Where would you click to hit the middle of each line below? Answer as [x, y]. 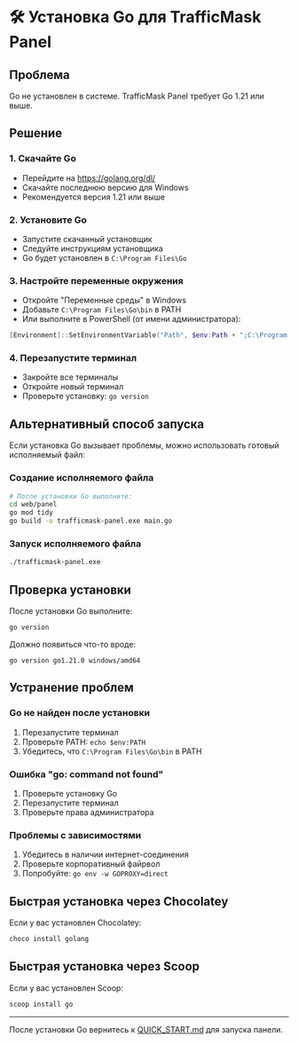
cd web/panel [33, 505]
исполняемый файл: [47, 455]
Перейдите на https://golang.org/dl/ [89, 177]
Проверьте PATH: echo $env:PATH [84, 742]
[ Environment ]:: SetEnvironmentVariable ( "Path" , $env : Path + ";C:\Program [149, 335]
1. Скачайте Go [43, 159]
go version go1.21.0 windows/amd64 [75, 660]
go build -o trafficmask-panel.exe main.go [91, 521]
